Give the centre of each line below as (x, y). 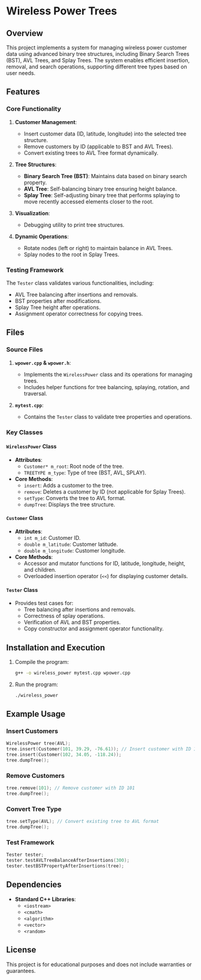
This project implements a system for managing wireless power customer (97, 47)
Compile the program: (42, 662)
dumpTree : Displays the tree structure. (69, 504)
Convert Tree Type (34, 809)
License (21, 950)
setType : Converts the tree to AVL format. (74, 498)
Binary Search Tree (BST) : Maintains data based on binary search (105, 176)
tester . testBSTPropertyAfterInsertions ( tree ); (65, 866)
